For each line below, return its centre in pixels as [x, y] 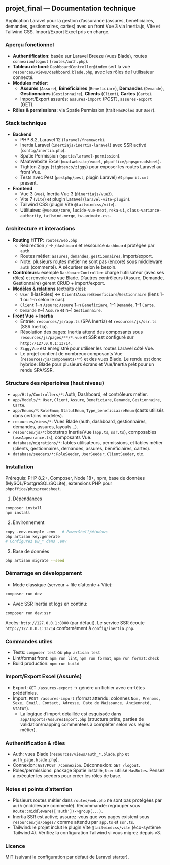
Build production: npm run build [46, 663]
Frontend [23, 189]
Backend [22, 134]
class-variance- [144, 211]
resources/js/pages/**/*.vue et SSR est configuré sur [77, 337]
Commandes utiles [29, 641]
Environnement [28, 522]
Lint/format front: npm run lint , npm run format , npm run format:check [86, 658]
